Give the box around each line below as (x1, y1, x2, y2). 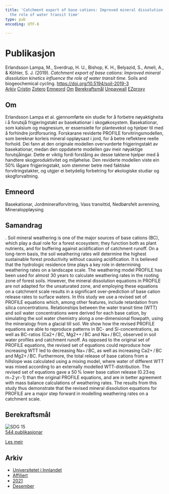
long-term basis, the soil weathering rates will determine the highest (5, 251, 147, 257)
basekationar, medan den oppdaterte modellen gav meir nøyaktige (5, 146, 143, 152)
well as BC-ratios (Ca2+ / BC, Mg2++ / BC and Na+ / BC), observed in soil (5, 331, 156, 337)
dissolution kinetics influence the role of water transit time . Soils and (5, 75, 147, 81)
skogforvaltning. (5, 173, 39, 179)
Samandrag (5, 221, 43, 230)
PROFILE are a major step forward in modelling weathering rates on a (5, 390, 148, 396)
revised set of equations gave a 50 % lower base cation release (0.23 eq (5, 369, 155, 375)
